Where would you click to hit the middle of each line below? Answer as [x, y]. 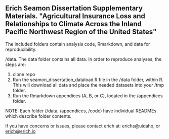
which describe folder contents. [38, 116]
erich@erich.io [20, 131]
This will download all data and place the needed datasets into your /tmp [88, 85]
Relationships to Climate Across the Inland [73, 24]
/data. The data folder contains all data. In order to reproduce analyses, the [83, 59]
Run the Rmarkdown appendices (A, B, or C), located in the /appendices [88, 96]
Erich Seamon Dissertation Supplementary [74, 8]
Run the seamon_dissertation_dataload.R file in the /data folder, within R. [88, 80]
